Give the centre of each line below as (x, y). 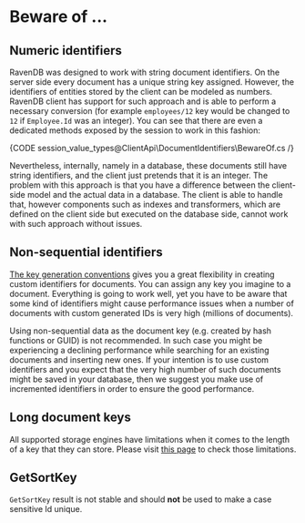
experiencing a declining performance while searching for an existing (139, 350)
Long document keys (71, 418)
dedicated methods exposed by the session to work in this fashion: (135, 130)
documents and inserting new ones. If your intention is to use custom (139, 359)
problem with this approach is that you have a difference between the (140, 185)
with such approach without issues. (76, 224)
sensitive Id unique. (46, 509)
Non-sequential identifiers (86, 252)
